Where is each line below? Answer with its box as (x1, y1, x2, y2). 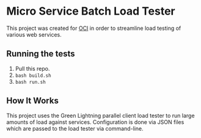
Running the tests (6, 49, 75, 59)
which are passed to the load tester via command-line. (6, 125, 144, 132)
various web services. (6, 31, 62, 38)
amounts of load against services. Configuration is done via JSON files (6, 118, 185, 126)
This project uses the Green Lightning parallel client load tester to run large (6, 112, 195, 119)
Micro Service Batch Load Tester (6, 4, 175, 18)
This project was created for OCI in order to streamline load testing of (6, 24, 181, 32)
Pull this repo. (15, 65, 50, 72)
